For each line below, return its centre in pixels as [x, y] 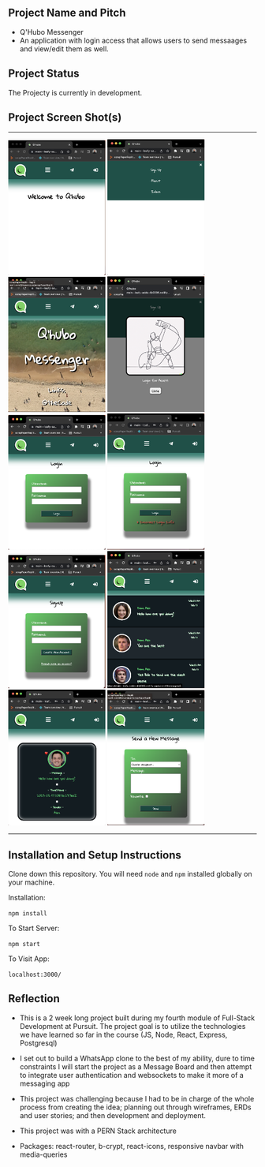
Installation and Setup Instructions [95, 855]
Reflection [34, 999]
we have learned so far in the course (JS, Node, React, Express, [123, 1034]
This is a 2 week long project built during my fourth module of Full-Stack [137, 1018]
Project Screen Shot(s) [65, 118]
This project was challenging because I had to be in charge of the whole [137, 1098]
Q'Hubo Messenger [52, 32]
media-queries [43, 1154]
